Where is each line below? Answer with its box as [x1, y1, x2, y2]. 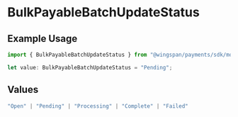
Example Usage [7, 33, 78, 45]
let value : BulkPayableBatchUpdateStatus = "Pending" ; [7, 64, 173, 71]
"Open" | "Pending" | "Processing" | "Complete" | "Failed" [7, 102, 189, 110]
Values [7, 84, 39, 96]
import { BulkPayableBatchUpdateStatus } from [7, 51, 147, 58]
